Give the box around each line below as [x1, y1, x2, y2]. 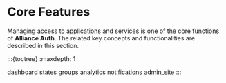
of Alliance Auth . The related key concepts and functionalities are [7, 34, 196, 42]
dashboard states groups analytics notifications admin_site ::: [7, 68, 182, 76]
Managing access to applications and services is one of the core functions [7, 27, 220, 35]
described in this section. [7, 41, 79, 49]
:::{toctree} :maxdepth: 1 [7, 54, 76, 62]
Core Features [7, 4, 91, 20]
